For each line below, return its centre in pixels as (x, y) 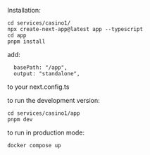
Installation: (24, 10)
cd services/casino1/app (44, 113)
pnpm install (26, 42)
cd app (17, 35)
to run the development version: (54, 100)
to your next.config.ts (38, 87)
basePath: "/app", (41, 68)
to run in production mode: (46, 132)
